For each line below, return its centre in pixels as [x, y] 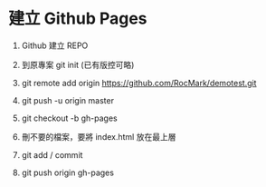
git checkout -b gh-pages [70, 118]
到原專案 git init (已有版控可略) [78, 64]
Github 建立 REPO [55, 45]
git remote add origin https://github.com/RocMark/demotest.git [139, 83]
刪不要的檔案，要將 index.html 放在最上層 [99, 136]
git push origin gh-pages [68, 172]
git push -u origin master [68, 100]
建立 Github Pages [78, 19]
